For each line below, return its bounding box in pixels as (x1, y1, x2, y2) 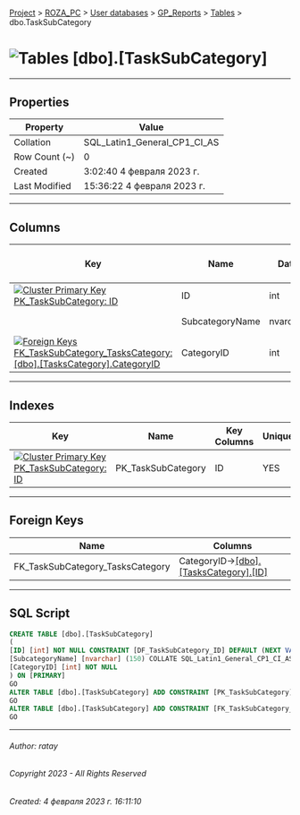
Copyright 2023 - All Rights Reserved (9, 768, 147, 779)
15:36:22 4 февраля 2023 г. (83, 180, 205, 193)
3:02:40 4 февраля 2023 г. (83, 166, 200, 178)
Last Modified (13, 180, 71, 193)
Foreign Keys (9, 513, 84, 528)
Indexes (9, 398, 55, 413)
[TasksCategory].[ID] (178, 565, 268, 578)
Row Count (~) (13, 150, 76, 163)
